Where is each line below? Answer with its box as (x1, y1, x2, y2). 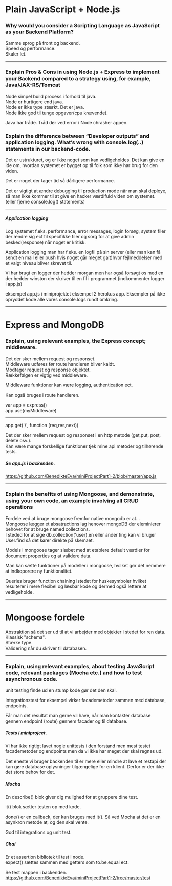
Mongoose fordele (5, 612, 85, 623)
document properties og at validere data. (5, 552, 92, 559)
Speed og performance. (5, 45, 56, 52)
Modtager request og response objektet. (5, 366, 91, 373)
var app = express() (5, 402, 47, 408)
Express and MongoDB (5, 319, 104, 331)
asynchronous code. (5, 675, 58, 682)
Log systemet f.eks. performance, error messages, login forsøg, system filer (5, 228, 166, 234)
